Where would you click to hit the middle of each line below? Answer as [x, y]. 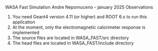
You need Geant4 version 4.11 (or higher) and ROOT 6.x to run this [80, 17]
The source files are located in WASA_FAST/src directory [71, 38]
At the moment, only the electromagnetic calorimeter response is [79, 27]
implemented [26, 32]
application [24, 22]
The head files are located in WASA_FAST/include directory [73, 43]
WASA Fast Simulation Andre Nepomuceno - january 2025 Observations [79, 7]
